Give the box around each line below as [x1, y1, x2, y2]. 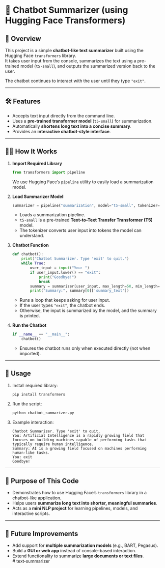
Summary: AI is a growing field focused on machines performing [12, 446, 147, 451]
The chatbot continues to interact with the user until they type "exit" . [5, 78, 146, 84]
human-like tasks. [12, 450, 50, 455]
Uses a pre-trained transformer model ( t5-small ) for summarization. [12, 118, 153, 124]
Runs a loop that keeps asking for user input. [19, 297, 110, 303]
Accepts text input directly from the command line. [12, 113, 115, 118]
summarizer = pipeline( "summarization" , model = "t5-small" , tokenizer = [12, 203, 160, 208]
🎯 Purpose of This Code [5, 477, 79, 485]
